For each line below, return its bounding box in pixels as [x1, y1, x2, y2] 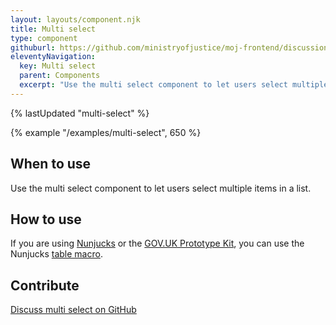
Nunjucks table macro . [10, 248, 103, 260]
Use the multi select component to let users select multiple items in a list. [10, 182, 312, 194]
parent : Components [19, 71, 101, 81]
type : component [10, 33, 78, 43]
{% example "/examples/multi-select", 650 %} [10, 126, 202, 138]
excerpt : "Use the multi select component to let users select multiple [19, 80, 329, 90]
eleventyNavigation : [10, 52, 97, 62]
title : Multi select [10, 24, 97, 34]
